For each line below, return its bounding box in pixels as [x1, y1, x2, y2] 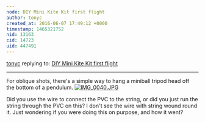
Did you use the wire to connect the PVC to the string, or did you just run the [6, 95, 198, 102]
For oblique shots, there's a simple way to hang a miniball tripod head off [6, 77, 190, 84]
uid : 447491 [6, 43, 37, 49]
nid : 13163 [6, 32, 34, 38]
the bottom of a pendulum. [6, 84, 73, 91]
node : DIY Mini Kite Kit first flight [6, 9, 105, 15]
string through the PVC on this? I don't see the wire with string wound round [6, 102, 198, 109]
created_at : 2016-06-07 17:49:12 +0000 [6, 20, 108, 26]
